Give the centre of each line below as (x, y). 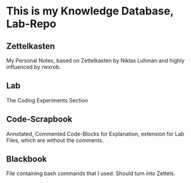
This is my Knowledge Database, (90, 11)
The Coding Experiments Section (47, 100)
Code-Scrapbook (39, 119)
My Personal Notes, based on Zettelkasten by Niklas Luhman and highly (95, 60)
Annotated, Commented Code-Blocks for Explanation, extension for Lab (95, 134)
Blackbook (27, 159)
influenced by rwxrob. (34, 67)
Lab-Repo (31, 24)
